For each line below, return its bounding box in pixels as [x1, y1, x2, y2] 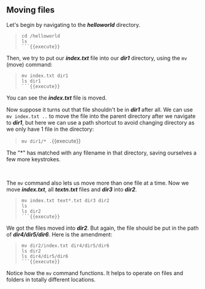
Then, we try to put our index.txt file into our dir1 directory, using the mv [6, 54, 188, 62]
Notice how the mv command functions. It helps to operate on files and [6, 269, 184, 277]
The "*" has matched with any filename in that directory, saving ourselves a [6, 149, 197, 156]
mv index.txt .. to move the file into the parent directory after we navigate [6, 112, 196, 120]
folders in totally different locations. [6, 276, 96, 283]
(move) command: [6, 60, 53, 68]
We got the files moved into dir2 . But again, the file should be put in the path [6, 224, 199, 232]
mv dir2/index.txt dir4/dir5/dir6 [21, 243, 110, 249]
